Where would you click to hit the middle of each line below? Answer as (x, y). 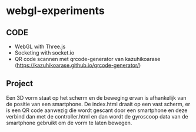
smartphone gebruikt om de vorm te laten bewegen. (69, 123)
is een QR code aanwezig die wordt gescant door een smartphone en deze (97, 110)
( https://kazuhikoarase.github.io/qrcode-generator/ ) (78, 65)
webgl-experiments (55, 11)
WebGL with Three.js (40, 46)
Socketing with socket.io (44, 53)
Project (20, 84)
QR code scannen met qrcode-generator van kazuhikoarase (87, 59)
